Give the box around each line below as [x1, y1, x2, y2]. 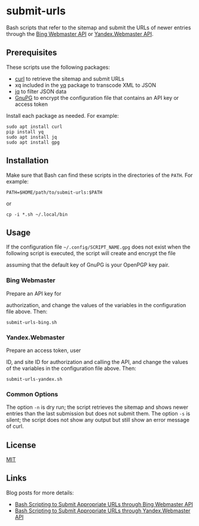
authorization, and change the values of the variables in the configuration [6, 301, 186, 308]
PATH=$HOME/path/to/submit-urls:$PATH [6, 189, 102, 195]
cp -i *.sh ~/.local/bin [6, 211, 68, 218]
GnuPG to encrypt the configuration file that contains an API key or [14, 94, 179, 101]
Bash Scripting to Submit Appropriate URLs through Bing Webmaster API [14, 500, 194, 507]
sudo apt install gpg [6, 139, 60, 145]
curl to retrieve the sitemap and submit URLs [14, 75, 125, 82]
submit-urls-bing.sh [6, 319, 58, 325]
